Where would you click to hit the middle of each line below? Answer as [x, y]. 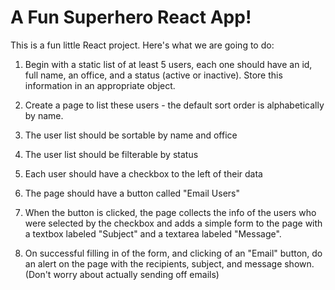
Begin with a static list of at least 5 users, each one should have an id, [168, 64]
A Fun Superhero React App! [131, 17]
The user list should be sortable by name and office [131, 135]
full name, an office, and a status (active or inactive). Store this [153, 75]
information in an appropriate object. [100, 85]
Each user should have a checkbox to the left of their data [143, 173]
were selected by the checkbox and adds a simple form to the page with [173, 223]
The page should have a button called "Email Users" [132, 193]
